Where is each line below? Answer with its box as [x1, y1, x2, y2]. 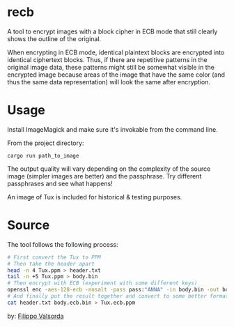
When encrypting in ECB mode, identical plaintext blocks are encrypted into [7, 48, 225, 56]
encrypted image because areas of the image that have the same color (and [7, 70, 225, 79]
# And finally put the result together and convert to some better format [7, 293, 229, 300]
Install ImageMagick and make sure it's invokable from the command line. [7, 125, 218, 133]
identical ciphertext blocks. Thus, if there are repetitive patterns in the [7, 55, 208, 63]
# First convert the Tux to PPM [7, 254, 101, 261]
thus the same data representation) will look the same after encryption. [7, 77, 211, 86]
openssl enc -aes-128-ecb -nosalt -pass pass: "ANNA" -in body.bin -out [7, 287, 219, 294]
